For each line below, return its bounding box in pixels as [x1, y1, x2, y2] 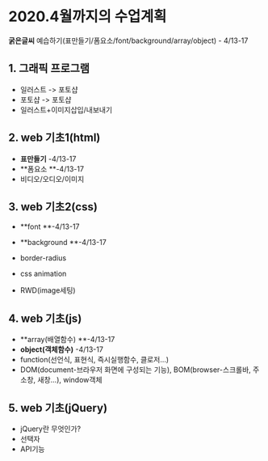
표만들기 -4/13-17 [19, 154, 77, 163]
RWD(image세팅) [19, 285, 76, 295]
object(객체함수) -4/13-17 [19, 345, 103, 354]
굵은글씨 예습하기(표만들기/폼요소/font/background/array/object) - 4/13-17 [8, 36, 249, 45]
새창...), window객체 [37, 375, 103, 385]
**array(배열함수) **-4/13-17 [19, 335, 115, 345]
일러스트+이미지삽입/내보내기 [19, 104, 113, 114]
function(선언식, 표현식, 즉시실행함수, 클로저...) [19, 355, 170, 365]
